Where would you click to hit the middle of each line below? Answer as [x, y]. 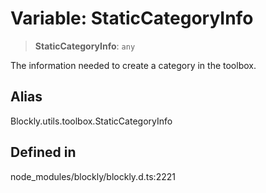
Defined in [43, 152]
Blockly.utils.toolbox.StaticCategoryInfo [91, 121]
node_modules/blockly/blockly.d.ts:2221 [93, 176]
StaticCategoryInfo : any [85, 46]
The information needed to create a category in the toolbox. [133, 65]
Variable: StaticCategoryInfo [132, 18]
